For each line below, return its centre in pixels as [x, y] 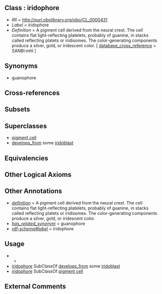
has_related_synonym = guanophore [48, 224]
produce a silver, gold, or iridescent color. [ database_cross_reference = [84, 45]
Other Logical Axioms [38, 175]
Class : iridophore [32, 8]
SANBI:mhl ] [24, 51]
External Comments [35, 286]
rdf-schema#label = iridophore [43, 228]
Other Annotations [33, 191]
